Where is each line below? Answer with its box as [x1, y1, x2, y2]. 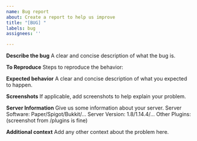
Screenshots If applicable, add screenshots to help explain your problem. [6, 93, 186, 100]
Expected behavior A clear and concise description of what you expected [6, 75, 188, 82]
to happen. [6, 81, 33, 89]
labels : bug [6, 25, 36, 31]
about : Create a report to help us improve [6, 14, 116, 20]
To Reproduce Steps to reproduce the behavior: [6, 63, 123, 71]
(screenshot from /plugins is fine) [6, 117, 88, 124]
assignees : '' [6, 31, 42, 37]
